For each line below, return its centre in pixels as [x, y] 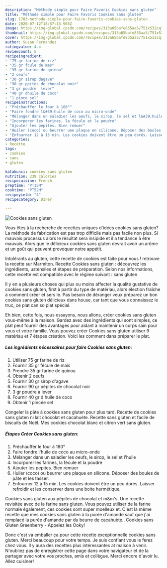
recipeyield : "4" [23, 195]
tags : [11, 149]
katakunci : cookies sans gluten [39, 172]
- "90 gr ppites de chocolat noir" [42, 84]
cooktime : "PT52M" [24, 190]
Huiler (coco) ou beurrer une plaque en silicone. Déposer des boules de [86, 473]
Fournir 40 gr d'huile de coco [42, 397]
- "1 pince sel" [22, 98]
